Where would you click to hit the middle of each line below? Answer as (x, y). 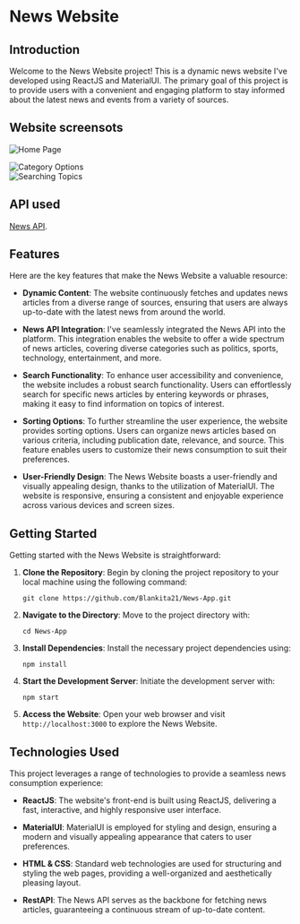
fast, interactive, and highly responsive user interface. (122, 810)
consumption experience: (56, 783)
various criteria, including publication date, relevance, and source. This (153, 440)
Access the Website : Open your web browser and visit (124, 714)
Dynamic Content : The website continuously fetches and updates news (155, 293)
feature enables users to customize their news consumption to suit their (154, 450)
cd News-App (44, 632)
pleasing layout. (51, 883)
